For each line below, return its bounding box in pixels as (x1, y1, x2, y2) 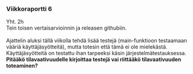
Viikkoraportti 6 (6, 5, 52, 13)
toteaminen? (6, 62, 38, 69)
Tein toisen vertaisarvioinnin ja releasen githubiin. (6, 24, 127, 31)
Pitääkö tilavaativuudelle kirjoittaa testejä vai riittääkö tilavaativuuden (6, 56, 182, 63)
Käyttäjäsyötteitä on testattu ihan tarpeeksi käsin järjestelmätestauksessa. (6, 50, 186, 57)
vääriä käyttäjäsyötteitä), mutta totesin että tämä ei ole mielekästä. (6, 43, 168, 50)
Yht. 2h (6, 18, 24, 25)
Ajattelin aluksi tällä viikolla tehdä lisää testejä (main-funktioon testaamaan (6, 37, 188, 44)
